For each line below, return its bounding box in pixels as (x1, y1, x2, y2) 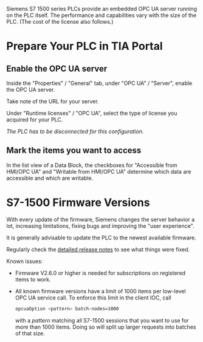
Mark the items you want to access (6, 145, 142, 156)
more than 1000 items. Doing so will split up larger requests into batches (15, 323, 196, 330)
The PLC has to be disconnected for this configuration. (6, 128, 144, 135)
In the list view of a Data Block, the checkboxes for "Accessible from (6, 161, 177, 169)
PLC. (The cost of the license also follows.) (6, 18, 114, 25)
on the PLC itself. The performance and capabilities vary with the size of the (6, 12, 197, 19)
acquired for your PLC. (6, 116, 63, 123)
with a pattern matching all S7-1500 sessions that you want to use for (15, 316, 190, 324)
